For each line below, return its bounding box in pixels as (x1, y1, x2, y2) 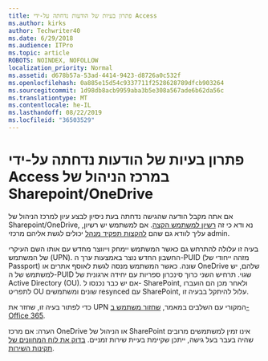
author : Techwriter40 (8, 26, 81, 34)
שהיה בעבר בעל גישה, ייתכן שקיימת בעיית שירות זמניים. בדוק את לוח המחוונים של (8, 335, 254, 344)
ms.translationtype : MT (8, 94, 88, 102)
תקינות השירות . (8, 343, 55, 353)
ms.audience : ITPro (8, 42, 74, 50)
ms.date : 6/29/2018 (8, 34, 74, 43)
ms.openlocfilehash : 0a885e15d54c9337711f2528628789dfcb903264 (8, 79, 225, 87)
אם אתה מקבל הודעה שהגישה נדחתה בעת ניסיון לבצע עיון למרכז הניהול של (8, 211, 233, 221)
